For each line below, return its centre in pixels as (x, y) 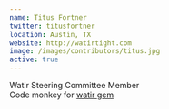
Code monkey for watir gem (62, 95)
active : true (34, 59)
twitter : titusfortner (52, 26)
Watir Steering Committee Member (75, 85)
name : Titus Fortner (49, 18)
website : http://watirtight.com (70, 43)
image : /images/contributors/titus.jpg (85, 51)
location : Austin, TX (50, 34)
